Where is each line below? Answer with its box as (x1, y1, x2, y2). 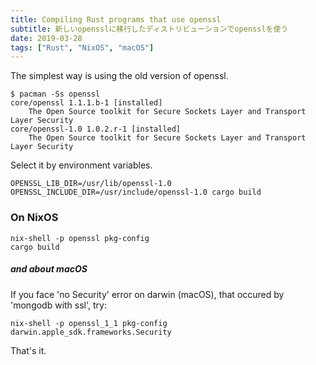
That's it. (10, 344, 47, 356)
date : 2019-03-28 (10, 33, 83, 43)
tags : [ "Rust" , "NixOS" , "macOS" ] (10, 42, 155, 53)
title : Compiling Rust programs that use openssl (10, 14, 222, 25)
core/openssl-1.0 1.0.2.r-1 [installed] (10, 124, 182, 135)
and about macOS (10, 263, 88, 275)
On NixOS (10, 211, 59, 225)
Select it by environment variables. (10, 159, 153, 171)
